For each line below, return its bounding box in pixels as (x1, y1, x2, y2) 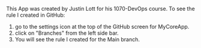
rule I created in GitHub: (6, 11, 65, 19)
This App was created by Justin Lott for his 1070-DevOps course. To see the (6, 5, 195, 12)
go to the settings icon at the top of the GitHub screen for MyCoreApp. (14, 23, 190, 30)
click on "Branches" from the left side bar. (14, 29, 119, 37)
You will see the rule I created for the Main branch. (14, 36, 140, 43)
